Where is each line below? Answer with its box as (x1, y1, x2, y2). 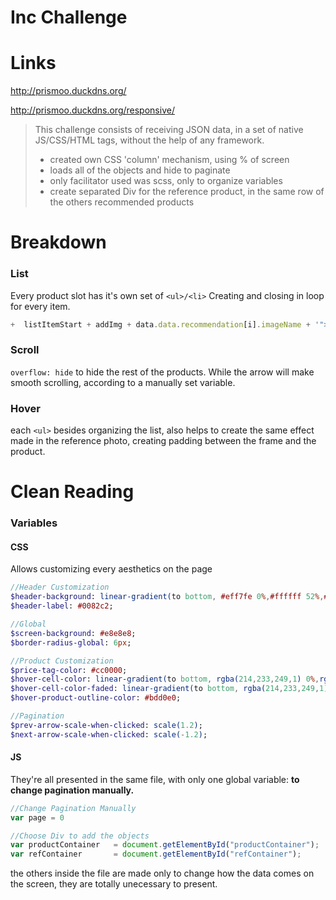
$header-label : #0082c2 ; (10, 601, 114, 611)
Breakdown (10, 231, 107, 254)
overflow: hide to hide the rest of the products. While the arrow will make (10, 366, 315, 378)
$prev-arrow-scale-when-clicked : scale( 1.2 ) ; (10, 720, 203, 730)
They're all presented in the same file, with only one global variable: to (10, 773, 300, 785)
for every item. (10, 300, 71, 312)
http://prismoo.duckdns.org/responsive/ (10, 104, 175, 116)
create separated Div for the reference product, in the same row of (49, 186, 325, 198)
